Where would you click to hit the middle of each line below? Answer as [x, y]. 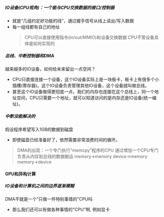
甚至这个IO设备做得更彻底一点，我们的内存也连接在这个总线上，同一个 [83, 91]
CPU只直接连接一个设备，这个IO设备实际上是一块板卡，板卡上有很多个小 [86, 79]
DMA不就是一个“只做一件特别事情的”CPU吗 [49, 199]
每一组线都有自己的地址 [36, 27]
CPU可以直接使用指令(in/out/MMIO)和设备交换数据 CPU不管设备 [89, 37]
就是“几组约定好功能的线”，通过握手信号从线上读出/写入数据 [73, 21]
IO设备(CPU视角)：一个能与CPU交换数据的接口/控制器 [60, 7]
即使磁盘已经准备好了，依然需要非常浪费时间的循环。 [66, 139]
